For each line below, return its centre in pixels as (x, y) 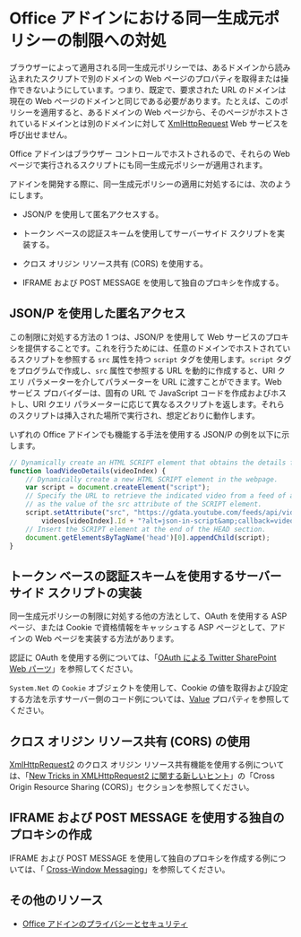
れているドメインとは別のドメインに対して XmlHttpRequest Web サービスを (149, 123)
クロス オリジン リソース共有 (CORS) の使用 (130, 741)
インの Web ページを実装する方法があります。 (94, 638)
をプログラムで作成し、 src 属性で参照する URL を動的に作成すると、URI (142, 370)
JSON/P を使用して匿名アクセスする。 (93, 214)
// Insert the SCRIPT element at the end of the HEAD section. (146, 529)
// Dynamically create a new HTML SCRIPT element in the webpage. (152, 479)
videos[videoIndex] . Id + (88, 521)
